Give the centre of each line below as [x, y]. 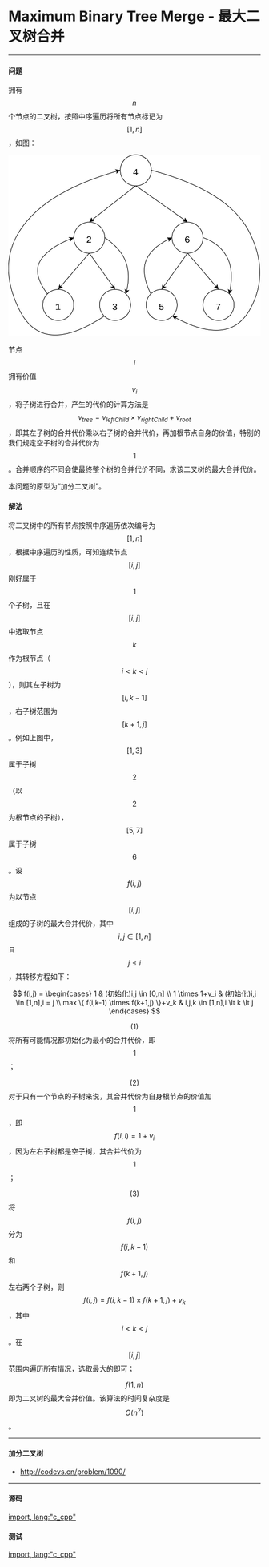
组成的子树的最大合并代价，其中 [61, 924]
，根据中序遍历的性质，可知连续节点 [68, 552]
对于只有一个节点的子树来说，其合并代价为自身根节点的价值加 [110, 1096]
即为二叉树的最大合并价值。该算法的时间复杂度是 [89, 1398]
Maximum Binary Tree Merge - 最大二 [134, 16]
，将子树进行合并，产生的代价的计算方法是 [78, 405]
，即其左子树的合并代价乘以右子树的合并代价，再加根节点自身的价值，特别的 [134, 433]
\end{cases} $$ [134, 1011]
